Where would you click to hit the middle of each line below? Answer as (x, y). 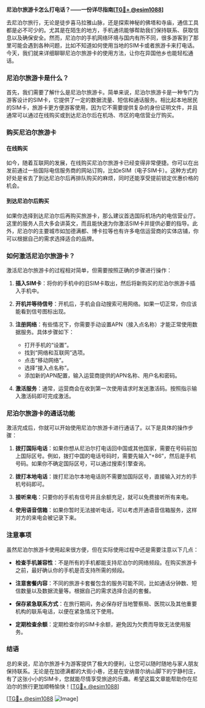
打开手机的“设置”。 (48, 345)
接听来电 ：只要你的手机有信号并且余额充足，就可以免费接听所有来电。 (103, 497)
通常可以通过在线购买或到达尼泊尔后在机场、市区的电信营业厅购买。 (92, 115)
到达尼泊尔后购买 (28, 201)
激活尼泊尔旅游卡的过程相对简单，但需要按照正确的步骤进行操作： (89, 270)
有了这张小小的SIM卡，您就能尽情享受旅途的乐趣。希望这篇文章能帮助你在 (99, 679)
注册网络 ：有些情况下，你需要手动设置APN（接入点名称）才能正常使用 (103, 324)
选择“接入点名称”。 (48, 368)
